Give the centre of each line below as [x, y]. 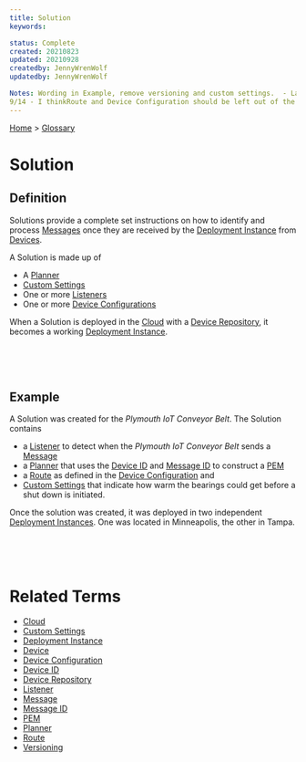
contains [26, 429]
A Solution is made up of [56, 257]
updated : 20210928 [44, 60]
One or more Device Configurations [89, 304]
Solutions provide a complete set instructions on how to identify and [138, 220]
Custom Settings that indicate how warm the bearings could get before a [159, 485]
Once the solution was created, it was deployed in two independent [136, 513]
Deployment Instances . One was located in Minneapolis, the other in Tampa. [153, 522]
